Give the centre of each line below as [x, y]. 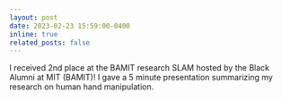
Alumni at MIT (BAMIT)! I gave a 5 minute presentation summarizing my [141, 78]
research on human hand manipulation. [82, 87]
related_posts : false [50, 42]
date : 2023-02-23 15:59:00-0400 [70, 26]
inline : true [34, 34]
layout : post [34, 17]
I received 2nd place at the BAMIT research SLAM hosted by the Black [139, 68]
